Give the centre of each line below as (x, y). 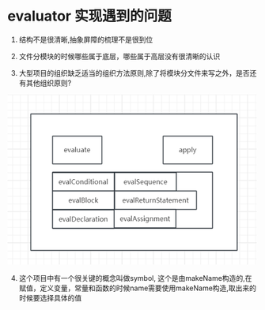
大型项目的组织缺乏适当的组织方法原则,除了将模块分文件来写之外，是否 (134, 73)
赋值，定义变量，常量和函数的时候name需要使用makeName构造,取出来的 (137, 288)
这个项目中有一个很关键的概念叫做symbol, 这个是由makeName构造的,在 (135, 278)
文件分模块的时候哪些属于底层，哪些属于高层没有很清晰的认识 (119, 56)
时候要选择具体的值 (50, 298)
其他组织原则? (49, 83)
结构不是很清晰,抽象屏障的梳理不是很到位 (86, 39)
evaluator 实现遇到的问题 (89, 16)
